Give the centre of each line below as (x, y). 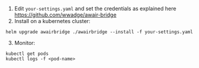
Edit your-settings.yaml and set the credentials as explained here (95, 9)
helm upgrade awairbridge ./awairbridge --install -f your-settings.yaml (99, 32)
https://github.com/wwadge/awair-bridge (65, 15)
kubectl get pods (27, 54)
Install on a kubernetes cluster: (52, 21)
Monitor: (25, 43)
